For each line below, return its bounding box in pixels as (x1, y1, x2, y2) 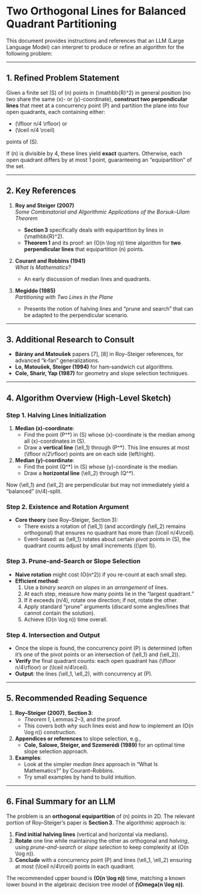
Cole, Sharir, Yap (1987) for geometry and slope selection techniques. (14, 370, 189, 377)
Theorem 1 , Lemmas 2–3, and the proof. (23, 715, 121, 723)
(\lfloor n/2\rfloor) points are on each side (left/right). (23, 451, 155, 458)
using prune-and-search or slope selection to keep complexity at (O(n (14, 843, 189, 851)
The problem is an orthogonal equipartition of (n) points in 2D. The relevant (6, 813, 195, 820)
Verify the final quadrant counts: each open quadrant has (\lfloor (14, 657, 176, 664)
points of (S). (6, 138, 39, 145)
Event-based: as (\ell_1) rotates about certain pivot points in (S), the (23, 536, 191, 543)
